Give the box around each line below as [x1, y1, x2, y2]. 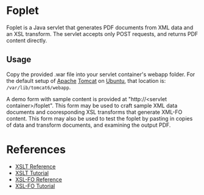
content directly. [6, 37, 47, 44]
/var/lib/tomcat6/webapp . [6, 83, 71, 91]
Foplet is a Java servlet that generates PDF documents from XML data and [6, 24, 194, 31]
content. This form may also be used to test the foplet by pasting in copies [6, 115, 193, 122]
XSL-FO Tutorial [15, 182, 55, 190]
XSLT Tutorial [15, 169, 49, 177]
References [6, 143, 66, 156]
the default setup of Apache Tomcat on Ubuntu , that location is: [6, 77, 166, 84]
